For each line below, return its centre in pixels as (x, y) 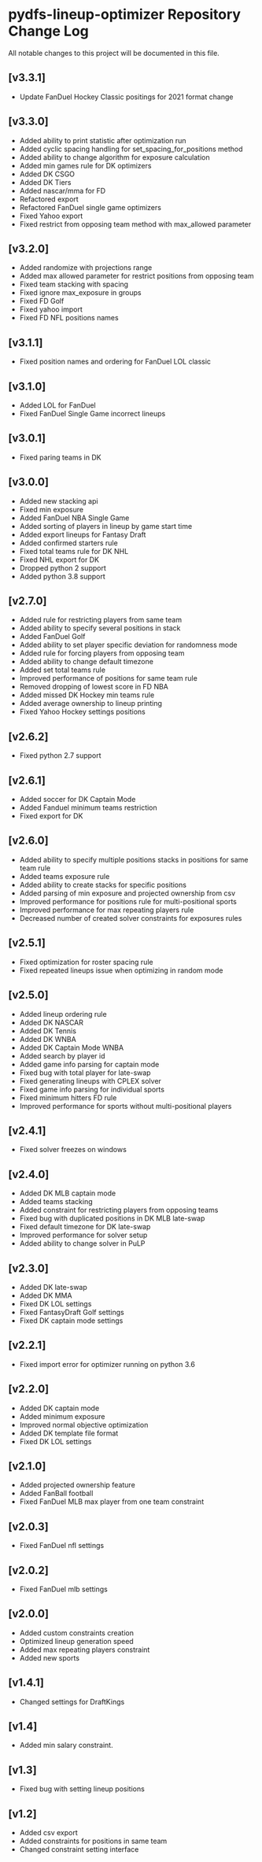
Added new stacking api (59, 501)
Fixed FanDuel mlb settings (63, 1589)
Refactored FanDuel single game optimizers (90, 207)
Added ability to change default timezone (86, 662)
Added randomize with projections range (86, 268)
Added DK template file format (69, 1433)
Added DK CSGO (47, 174)
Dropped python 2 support (63, 567)
